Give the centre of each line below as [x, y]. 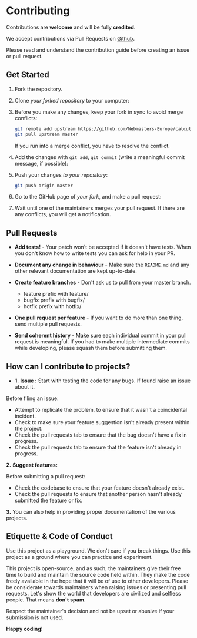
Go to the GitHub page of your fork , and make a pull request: [88, 197]
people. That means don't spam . [46, 600]
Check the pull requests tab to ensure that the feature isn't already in [98, 447]
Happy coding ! [24, 629]
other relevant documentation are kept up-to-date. [76, 271]
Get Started [28, 75]
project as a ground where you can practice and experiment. [79, 557]
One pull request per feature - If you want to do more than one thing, [99, 318]
